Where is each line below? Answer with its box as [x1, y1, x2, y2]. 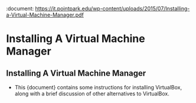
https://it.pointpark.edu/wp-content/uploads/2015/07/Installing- [35, 5, 190, 12]
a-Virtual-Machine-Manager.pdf [6, 11, 84, 18]
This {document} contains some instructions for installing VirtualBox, [14, 84, 182, 91]
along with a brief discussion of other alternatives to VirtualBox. [14, 90, 169, 97]
